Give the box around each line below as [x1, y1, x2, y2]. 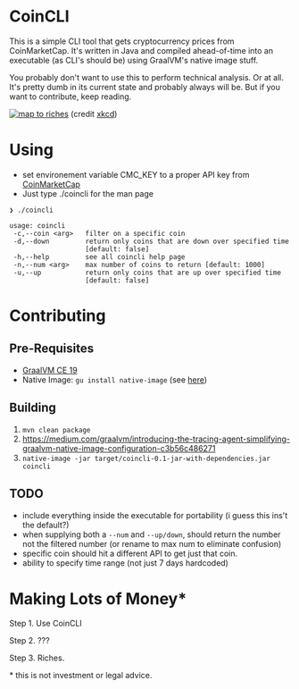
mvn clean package [21, 425, 91, 434]
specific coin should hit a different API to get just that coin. [21, 548, 238, 559]
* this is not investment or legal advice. [9, 670, 153, 681]
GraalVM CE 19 [21, 365, 78, 375]
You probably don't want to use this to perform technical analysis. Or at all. [9, 71, 284, 82]
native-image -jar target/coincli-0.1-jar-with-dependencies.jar [21, 454, 270, 463]
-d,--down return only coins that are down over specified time [12, 237, 290, 246]
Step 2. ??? [9, 635, 51, 646]
